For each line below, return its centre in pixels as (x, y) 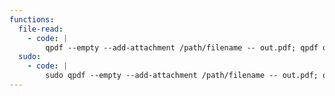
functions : (32, 19)
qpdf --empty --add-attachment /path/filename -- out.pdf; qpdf (182, 47)
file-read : (41, 29)
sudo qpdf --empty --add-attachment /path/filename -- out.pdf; (182, 76)
